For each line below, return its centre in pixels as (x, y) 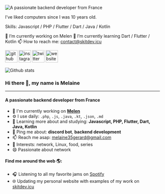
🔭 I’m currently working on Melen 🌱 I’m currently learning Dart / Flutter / (78, 36)
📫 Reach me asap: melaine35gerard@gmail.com (62, 137)
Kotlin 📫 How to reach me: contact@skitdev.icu (53, 41)
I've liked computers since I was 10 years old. (51, 17)
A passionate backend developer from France (53, 100)
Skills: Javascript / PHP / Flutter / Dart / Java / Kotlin (58, 26)
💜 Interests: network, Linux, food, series (53, 144)
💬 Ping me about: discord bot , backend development (67, 132)
